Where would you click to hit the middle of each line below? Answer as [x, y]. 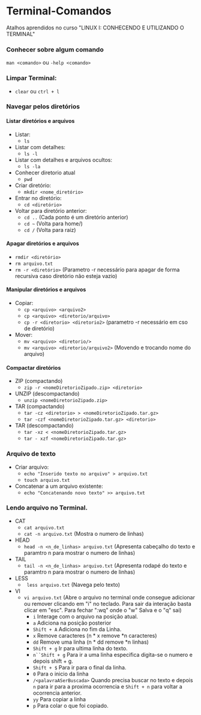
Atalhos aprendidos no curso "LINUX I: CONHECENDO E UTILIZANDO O [95, 28]
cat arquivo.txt [44, 528]
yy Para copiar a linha [59, 699]
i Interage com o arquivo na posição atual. [85, 616]
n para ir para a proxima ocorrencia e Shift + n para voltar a [108, 686]
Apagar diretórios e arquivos [43, 243]
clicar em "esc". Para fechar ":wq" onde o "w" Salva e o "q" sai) [103, 610]
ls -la [32, 167]
